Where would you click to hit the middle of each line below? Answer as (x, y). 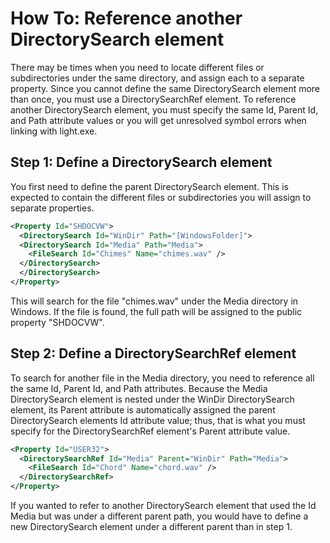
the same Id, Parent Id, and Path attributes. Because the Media (139, 388)
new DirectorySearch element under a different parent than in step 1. (151, 527)
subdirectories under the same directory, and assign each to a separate (157, 78)
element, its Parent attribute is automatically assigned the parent (143, 409)
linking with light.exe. (54, 131)
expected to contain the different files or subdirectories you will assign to (161, 197)
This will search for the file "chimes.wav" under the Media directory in (154, 301)
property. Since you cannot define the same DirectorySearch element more (165, 88)
